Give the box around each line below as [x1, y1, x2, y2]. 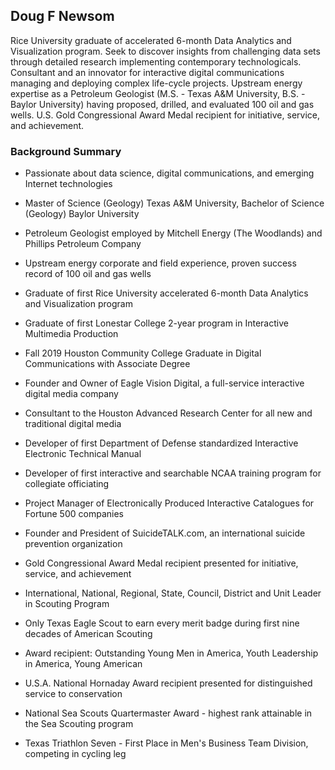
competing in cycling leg [24, 748, 127, 760]
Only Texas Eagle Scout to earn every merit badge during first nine [24, 617, 300, 629]
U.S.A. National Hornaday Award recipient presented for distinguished [24, 677, 313, 689]
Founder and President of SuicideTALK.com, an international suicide [24, 527, 306, 539]
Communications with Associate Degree [24, 358, 191, 370]
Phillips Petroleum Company [24, 238, 142, 250]
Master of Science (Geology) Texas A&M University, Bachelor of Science [24, 197, 325, 209]
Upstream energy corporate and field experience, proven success [24, 257, 297, 269]
